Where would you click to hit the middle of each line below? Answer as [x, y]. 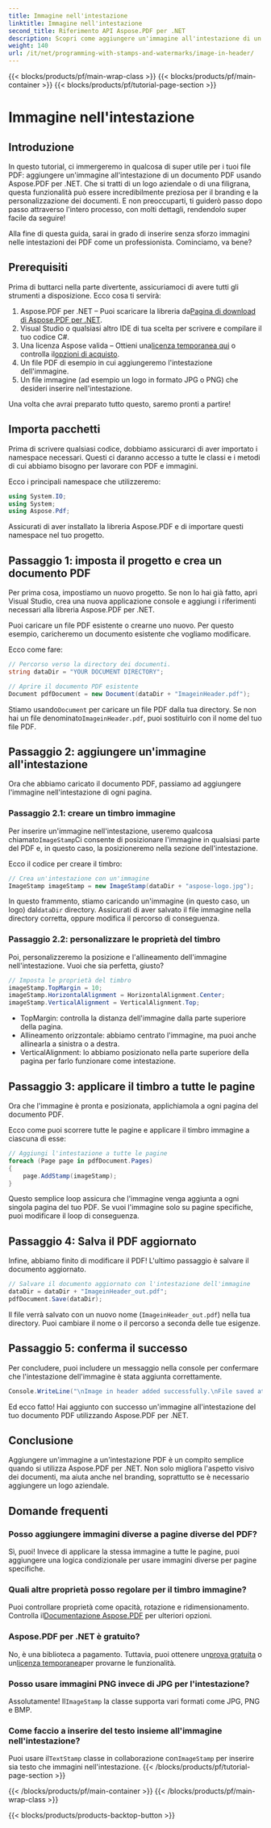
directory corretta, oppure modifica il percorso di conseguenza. [114, 918]
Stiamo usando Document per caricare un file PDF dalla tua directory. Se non [132, 709]
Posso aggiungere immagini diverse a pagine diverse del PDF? [133, 1534]
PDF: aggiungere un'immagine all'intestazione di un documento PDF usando [135, 175]
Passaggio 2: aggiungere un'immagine [107, 751]
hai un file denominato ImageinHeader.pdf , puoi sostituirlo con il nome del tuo [135, 718]
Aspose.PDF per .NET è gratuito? [74, 1637]
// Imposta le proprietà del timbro [70, 980]
